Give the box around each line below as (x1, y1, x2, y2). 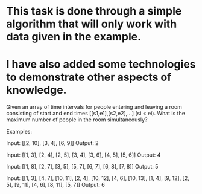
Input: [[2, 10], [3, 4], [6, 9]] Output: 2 (6, 140, 99, 147)
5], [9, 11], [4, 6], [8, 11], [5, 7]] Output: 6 (6, 181, 106, 189)
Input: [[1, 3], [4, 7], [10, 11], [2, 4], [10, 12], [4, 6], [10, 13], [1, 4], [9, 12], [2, (6, 175, 190, 182)
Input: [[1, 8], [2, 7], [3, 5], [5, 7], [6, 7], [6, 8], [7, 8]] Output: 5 (6, 163, 159, 170)
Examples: (6, 128, 32, 135)
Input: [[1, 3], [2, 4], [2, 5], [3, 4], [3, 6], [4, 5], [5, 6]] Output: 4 (6, 151, 161, 158)
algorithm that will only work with (6, 17, 177, 31)
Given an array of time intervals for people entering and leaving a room (6, 103, 183, 111)
